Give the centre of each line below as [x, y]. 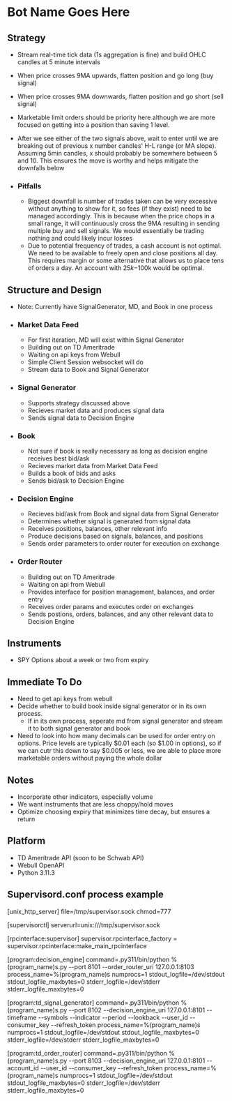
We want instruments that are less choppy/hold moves [95, 804]
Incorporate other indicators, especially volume [85, 797]
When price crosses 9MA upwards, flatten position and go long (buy [115, 75]
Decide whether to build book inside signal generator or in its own [112, 706]
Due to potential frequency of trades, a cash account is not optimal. [124, 246]
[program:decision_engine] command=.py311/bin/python [88, 959]
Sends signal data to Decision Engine [81, 418]
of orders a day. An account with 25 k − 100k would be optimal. [116, 268]
